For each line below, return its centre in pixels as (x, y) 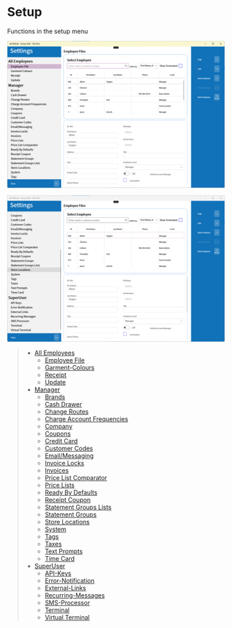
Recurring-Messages (75, 595)
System (56, 529)
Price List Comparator (76, 478)
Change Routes (67, 412)
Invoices (57, 470)
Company (58, 427)
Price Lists (59, 486)
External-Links (65, 588)
